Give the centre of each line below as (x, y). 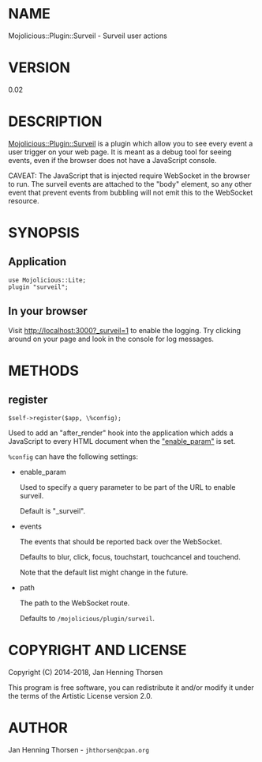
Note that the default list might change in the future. (104, 572)
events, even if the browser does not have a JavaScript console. (112, 160)
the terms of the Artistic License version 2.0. (80, 696)
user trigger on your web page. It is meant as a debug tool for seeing (120, 152)
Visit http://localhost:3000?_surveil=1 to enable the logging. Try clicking (125, 330)
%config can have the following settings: (73, 457)
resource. (24, 201)
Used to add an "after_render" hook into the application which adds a (121, 433)
